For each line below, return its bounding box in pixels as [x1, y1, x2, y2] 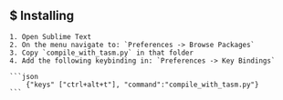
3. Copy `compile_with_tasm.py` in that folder [9, 48, 194, 57]
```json [9, 72, 39, 81]
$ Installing [9, 8, 75, 24]
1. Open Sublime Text [9, 32, 92, 41]
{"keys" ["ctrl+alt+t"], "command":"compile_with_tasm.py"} [26, 80, 259, 89]
